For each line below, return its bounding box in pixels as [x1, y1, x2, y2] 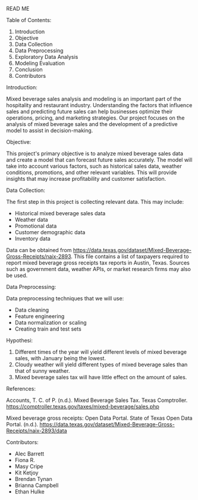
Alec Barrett [14, 450, 45, 457]
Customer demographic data [14, 229, 86, 235]
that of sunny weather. [14, 367, 70, 374]
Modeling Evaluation [14, 59, 65, 67]
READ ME [6, 5, 30, 12]
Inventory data [14, 235, 51, 242]
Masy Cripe [14, 463, 43, 470]
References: [6, 385, 36, 392]
